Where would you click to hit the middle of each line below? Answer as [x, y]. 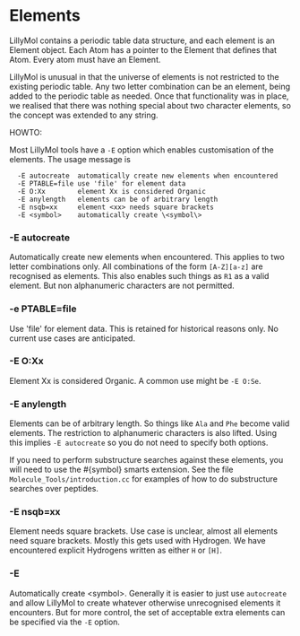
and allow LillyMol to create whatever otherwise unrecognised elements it [145, 603]
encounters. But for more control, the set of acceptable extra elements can [147, 612]
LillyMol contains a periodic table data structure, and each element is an [142, 40]
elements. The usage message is [70, 159]
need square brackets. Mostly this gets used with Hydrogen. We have [137, 541]
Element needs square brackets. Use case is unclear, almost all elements [144, 531]
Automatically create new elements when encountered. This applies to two [147, 257]
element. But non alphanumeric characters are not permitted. [122, 286]
